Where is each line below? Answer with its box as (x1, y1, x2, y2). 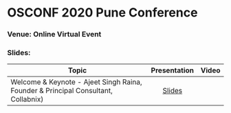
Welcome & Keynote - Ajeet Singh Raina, (10, 77, 142, 87)
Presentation (151, 65, 195, 75)
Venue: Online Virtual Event (7, 30, 102, 39)
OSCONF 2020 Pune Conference (7, 5, 198, 21)
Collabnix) (10, 94, 44, 104)
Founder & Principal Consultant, (10, 86, 113, 96)
